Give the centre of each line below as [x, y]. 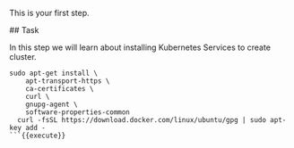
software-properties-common [78, 112]
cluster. [23, 57]
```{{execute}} [38, 136]
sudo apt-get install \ [54, 73]
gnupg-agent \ [52, 104]
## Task [24, 30]
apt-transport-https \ [68, 81]
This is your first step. [49, 13]
